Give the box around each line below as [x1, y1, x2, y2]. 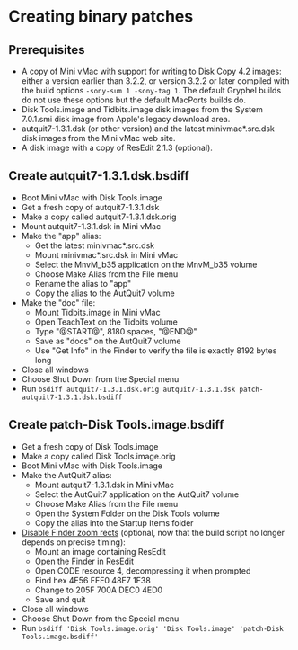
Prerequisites [8, 42, 85, 58]
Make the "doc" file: [21, 297, 96, 307]
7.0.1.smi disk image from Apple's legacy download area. [21, 114, 231, 124]
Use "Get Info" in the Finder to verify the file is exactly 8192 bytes [34, 344, 277, 356]
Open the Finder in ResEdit [34, 556, 134, 566]
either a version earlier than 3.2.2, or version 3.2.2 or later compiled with [21, 76, 290, 86]
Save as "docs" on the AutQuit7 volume [34, 335, 181, 346]
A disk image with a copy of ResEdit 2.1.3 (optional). [21, 142, 213, 153]
